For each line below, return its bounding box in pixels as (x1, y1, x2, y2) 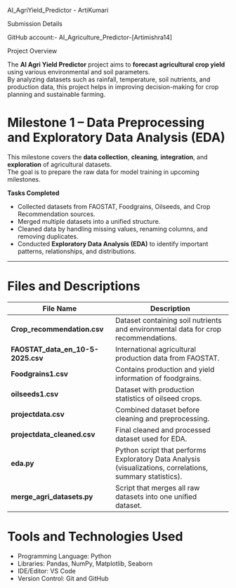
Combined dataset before (115, 405, 200, 415)
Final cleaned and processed (115, 425, 211, 434)
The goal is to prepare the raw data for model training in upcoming (7, 168, 200, 176)
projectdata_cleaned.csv (11, 429, 96, 439)
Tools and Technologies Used (7, 529, 183, 544)
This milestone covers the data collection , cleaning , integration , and (7, 152, 209, 161)
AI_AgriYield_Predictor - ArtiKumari (7, 6, 109, 14)
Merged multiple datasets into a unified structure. (17, 217, 161, 225)
